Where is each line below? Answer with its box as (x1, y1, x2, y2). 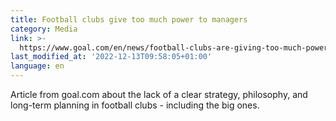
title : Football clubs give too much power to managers (10, 14, 248, 25)
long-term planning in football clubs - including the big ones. (10, 99, 260, 111)
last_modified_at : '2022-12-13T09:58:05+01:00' (10, 52, 213, 62)
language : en (10, 61, 65, 71)
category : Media (10, 24, 78, 34)
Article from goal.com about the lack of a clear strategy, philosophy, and (10, 89, 308, 100)
